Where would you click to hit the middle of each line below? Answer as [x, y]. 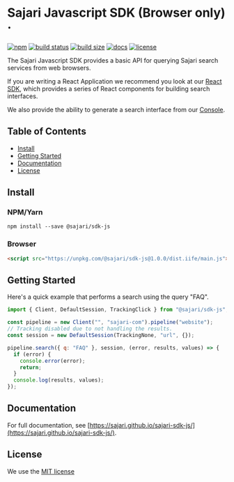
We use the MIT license [41, 471]
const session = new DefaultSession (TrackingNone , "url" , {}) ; [101, 336]
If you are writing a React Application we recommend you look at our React [115, 81]
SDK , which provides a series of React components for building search [109, 88]
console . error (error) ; [53, 361]
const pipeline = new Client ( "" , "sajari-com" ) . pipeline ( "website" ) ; [110, 322]
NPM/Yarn [25, 212]
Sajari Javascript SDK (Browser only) [116, 13]
